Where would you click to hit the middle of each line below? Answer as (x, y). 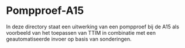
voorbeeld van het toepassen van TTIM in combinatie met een (81, 32)
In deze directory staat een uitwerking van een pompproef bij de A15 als (93, 27)
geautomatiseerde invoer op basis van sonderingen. (69, 39)
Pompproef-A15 (45, 11)
